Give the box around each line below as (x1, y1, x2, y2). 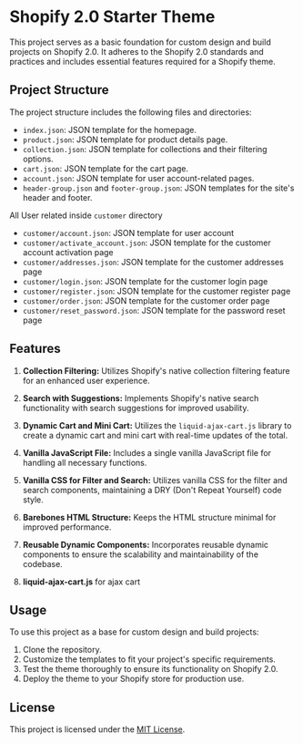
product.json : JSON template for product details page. (22, 134, 228, 145)
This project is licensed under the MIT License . (9, 724, 186, 735)
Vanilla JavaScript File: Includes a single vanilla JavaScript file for (22, 447, 271, 458)
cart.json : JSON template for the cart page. (22, 162, 189, 174)
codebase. (22, 558, 64, 569)
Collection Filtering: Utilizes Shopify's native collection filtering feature (22, 365, 290, 376)
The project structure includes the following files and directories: (9, 107, 252, 118)
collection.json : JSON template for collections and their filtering (22, 143, 268, 154)
